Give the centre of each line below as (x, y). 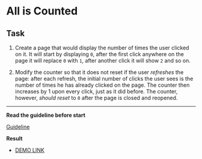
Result (14, 139)
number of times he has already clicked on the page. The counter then (102, 85)
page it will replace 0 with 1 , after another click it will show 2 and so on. (103, 61)
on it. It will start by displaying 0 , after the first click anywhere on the (99, 54)
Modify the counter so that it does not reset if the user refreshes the (99, 72)
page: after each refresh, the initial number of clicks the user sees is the (104, 79)
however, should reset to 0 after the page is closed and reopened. (96, 98)
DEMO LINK (30, 150)
